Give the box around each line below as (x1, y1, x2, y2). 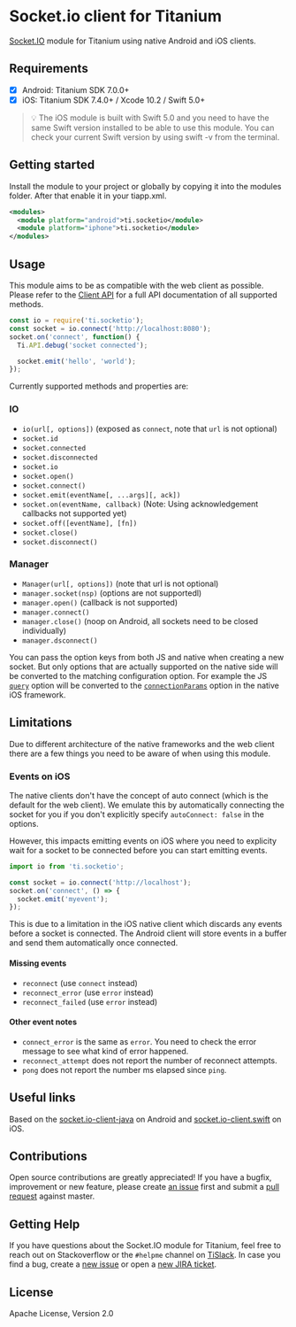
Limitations (9, 715, 72, 730)
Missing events (9, 958, 67, 968)
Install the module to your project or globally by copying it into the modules (9, 181, 282, 191)
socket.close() (21, 528, 79, 537)
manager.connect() (21, 608, 90, 617)
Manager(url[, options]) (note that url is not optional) (21, 578, 219, 589)
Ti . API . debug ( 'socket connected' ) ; (17, 341, 148, 350)
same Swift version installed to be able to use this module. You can (30, 122, 275, 133)
